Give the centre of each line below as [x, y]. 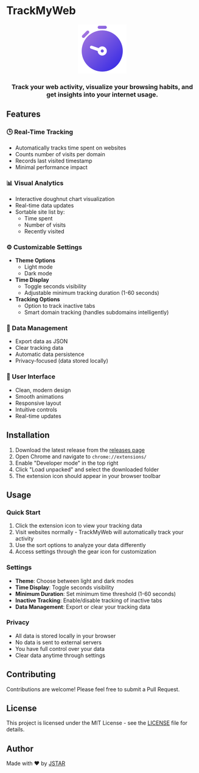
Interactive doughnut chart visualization [65, 198]
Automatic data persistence [50, 354]
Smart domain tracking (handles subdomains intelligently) [96, 313]
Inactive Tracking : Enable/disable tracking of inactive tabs [89, 600]
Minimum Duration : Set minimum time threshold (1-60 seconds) [96, 593]
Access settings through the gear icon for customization [86, 552]
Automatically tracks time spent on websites [71, 148]
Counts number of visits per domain [60, 154]
